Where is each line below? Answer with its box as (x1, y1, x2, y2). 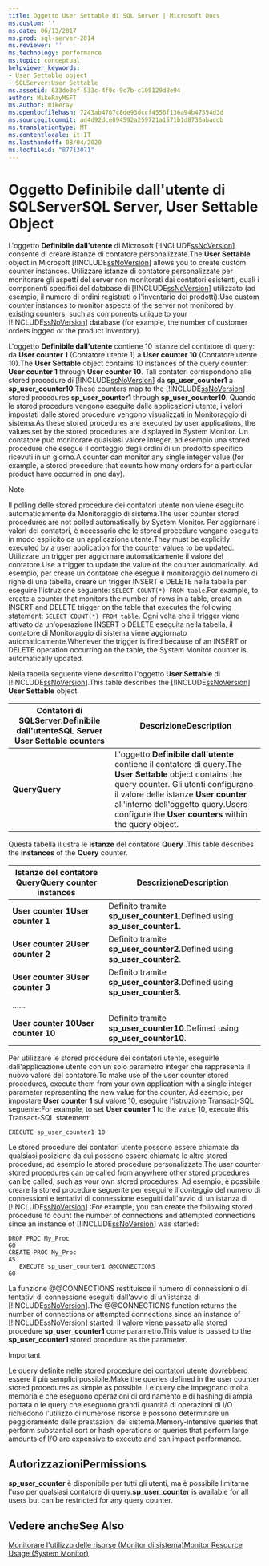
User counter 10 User (12, 1018, 94, 1029)
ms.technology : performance (8, 49, 102, 57)
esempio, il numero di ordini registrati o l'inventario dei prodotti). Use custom (8, 292, 259, 301)
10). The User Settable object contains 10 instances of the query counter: (8, 358, 249, 369)
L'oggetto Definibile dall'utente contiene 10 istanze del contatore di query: (8, 341, 255, 351)
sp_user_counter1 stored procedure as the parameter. (8, 1335, 188, 1345)
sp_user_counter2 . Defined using (107, 943, 234, 955)
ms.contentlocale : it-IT (8, 131, 91, 139)
